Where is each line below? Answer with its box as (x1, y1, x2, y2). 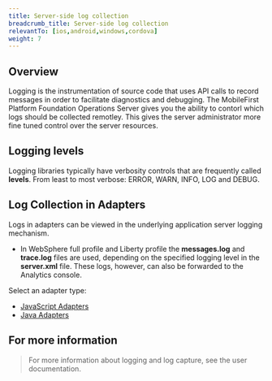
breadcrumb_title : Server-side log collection (8, 19, 169, 28)
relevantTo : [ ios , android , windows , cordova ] (8, 27, 158, 35)
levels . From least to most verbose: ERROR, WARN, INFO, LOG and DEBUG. (8, 174, 260, 184)
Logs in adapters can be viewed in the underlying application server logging (8, 219, 263, 229)
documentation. (28, 363, 81, 374)
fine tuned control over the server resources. (8, 121, 158, 131)
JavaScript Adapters (19, 301, 89, 311)
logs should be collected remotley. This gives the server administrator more (8, 112, 261, 122)
